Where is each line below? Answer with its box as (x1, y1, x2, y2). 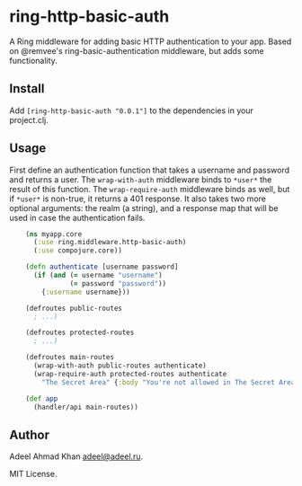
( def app (25, 393, 58, 403)
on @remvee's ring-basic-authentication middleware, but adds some (9, 45, 264, 56)
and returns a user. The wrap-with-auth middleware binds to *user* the (9, 173, 272, 185)
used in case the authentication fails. (9, 212, 146, 223)
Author (9, 427, 49, 442)
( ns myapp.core (25, 229, 83, 239)
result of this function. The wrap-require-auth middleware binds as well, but (9, 183, 290, 194)
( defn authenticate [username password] (25, 262, 179, 271)
